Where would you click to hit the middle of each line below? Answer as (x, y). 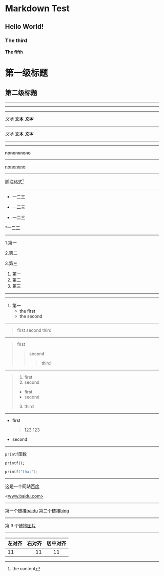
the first (27, 311)
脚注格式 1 (14, 181)
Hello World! (24, 27)
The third (16, 40)
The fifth (14, 52)
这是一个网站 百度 (22, 486)
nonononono (18, 153)
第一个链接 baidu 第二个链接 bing (37, 511)
